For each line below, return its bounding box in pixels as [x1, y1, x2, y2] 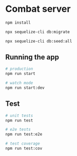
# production [5, 66, 33, 72]
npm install [5, 20, 31, 25]
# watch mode [5, 81, 33, 86]
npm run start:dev [5, 85, 45, 90]
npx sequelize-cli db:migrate [5, 29, 70, 34]
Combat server [5, 3, 71, 15]
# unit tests [5, 113, 33, 118]
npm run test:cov [5, 146, 43, 151]
